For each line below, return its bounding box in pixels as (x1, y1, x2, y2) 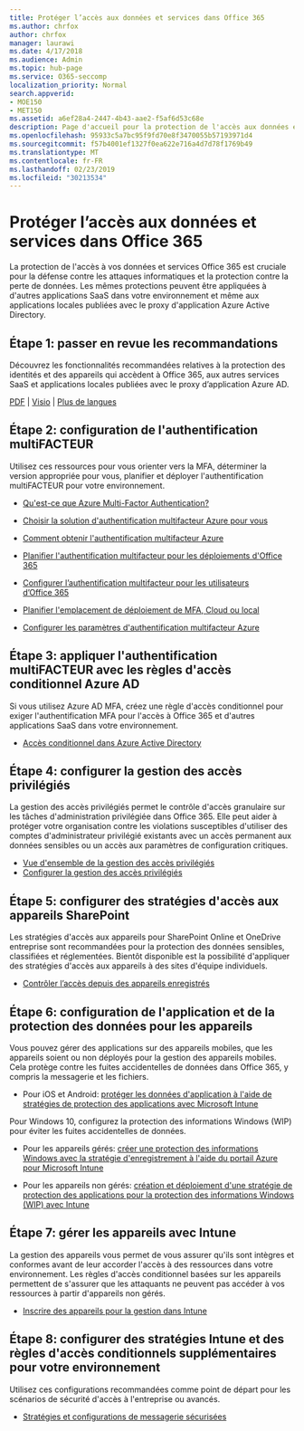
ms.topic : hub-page (9, 64, 83, 73)
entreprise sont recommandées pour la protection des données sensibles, (9, 941, 285, 952)
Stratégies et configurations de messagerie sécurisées (22, 1411, 227, 1422)
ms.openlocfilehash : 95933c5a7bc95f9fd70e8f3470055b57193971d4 (9, 131, 253, 140)
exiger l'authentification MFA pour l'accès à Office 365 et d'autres (9, 710, 255, 720)
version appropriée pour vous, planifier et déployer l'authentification (9, 470, 264, 481)
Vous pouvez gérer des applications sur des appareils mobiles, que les (9, 1043, 273, 1054)
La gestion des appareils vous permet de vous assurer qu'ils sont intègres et (9, 1249, 295, 1260)
